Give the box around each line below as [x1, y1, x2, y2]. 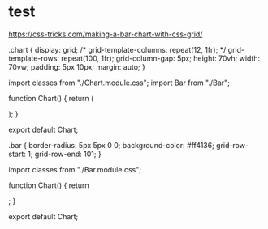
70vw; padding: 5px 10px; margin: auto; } [8, 61, 146, 71]
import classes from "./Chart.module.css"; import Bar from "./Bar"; [8, 78, 230, 87]
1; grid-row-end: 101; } [27, 149, 102, 159]
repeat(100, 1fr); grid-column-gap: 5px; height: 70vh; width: [60, 53, 261, 63]
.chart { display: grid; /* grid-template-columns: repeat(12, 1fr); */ [8, 45, 227, 54]
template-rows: [8, 53, 59, 63]
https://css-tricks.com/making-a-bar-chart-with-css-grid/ [8, 29, 203, 39]
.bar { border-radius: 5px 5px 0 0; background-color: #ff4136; [8, 140, 215, 150]
